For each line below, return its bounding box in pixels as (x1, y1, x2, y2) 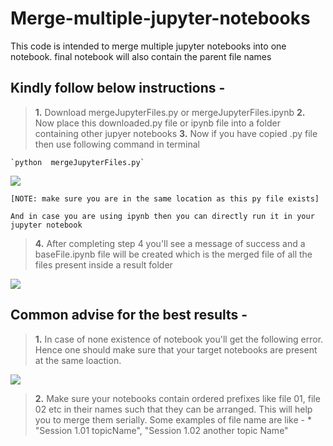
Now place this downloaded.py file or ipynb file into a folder (34, 117, 281, 129)
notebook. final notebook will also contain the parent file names (10, 50, 272, 62)
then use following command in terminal (34, 138, 200, 150)
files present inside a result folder (34, 258, 173, 271)
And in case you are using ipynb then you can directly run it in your (10, 211, 315, 221)
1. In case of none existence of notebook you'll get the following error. (34, 333, 324, 345)
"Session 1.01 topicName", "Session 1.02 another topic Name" (34, 424, 289, 436)
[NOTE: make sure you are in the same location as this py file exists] (10, 193, 320, 204)
